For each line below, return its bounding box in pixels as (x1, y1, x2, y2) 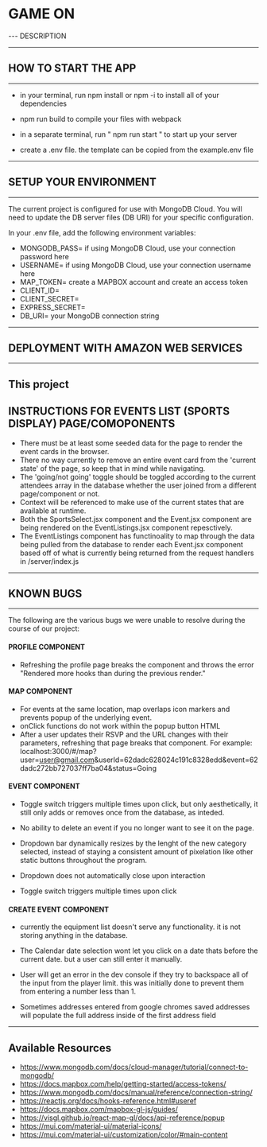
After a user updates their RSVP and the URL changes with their (19, 729, 229, 739)
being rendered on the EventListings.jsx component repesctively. (19, 523, 233, 532)
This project (8, 377, 69, 391)
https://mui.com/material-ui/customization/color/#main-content (19, 1130, 228, 1140)
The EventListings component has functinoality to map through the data (19, 531, 255, 541)
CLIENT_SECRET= (19, 294, 79, 303)
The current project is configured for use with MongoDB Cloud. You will (8, 204, 242, 213)
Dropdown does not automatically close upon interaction (19, 871, 206, 880)
